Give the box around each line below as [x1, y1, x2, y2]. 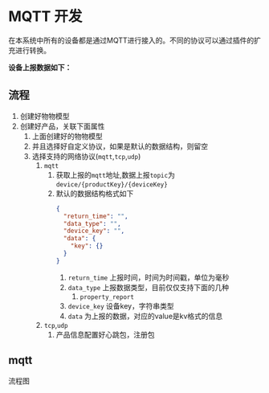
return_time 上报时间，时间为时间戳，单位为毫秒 [67, 272, 230, 282]
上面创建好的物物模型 [31, 131, 103, 141]
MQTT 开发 [8, 7, 83, 26]
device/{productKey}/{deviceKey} [55, 180, 169, 189]
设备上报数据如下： [8, 62, 72, 72]
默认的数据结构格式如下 [55, 188, 134, 198]
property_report [79, 293, 135, 301]
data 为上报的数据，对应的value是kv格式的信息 [67, 311, 223, 321]
